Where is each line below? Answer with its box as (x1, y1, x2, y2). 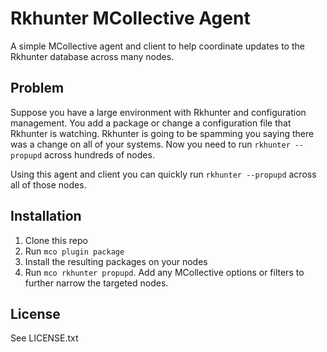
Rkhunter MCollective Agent (10, 7, 251, 30)
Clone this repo (24, 234, 88, 246)
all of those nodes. (10, 178, 87, 191)
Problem (10, 80, 65, 97)
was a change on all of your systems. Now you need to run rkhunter (10, 138, 291, 150)
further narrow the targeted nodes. (24, 277, 169, 289)
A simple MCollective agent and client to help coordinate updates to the (10, 40, 305, 52)
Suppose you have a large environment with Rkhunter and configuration (10, 106, 307, 118)
